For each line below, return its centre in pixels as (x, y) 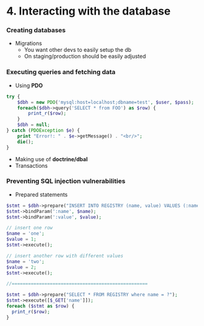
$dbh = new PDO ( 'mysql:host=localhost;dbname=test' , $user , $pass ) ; (106, 102)
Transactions (31, 165)
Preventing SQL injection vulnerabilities (66, 181)
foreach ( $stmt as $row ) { (40, 306)
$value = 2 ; (21, 267)
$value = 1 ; (21, 239)
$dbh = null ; (34, 125)
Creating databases (36, 30)
